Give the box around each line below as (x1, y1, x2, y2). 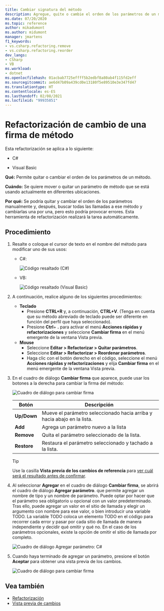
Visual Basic (12, 165, 37, 171)
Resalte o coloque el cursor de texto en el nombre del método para (12, 241, 147, 247)
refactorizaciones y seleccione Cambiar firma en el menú (26, 329, 145, 335)
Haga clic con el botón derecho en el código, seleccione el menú (26, 355, 158, 361)
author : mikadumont (5, 25, 45, 30)
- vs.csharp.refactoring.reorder (5, 48, 73, 53)
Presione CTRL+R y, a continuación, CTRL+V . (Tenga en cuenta (26, 308, 155, 314)
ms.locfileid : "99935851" (5, 98, 58, 103)
